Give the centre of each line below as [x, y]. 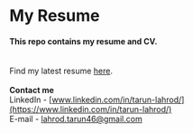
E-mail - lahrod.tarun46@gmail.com [76, 119]
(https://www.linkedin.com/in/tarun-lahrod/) [91, 109]
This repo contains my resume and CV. [83, 41]
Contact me [32, 90]
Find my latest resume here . [61, 71]
